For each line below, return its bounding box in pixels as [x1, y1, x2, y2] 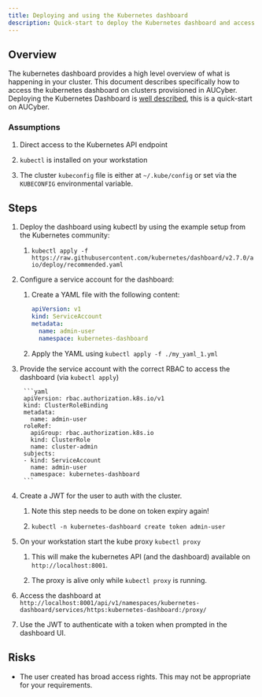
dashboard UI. [19, 628, 66, 637]
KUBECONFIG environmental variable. [19, 179, 134, 188]
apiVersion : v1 [31, 305, 81, 313]
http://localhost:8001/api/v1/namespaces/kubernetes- [19, 599, 200, 607]
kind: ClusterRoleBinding [23, 401, 109, 409]
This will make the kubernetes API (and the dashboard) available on [31, 551, 250, 561]
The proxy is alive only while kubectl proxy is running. [31, 575, 207, 585]
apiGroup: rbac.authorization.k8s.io [30, 429, 154, 437]
